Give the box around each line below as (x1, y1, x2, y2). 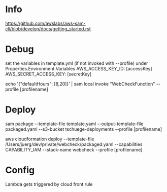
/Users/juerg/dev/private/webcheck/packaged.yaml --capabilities (5, 141, 143, 147)
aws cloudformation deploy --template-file (5, 136, 94, 142)
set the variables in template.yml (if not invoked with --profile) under (5, 60, 148, 66)
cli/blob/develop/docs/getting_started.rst (5, 25, 91, 31)
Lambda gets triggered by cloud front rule (5, 181, 93, 187)
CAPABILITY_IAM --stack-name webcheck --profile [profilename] (5, 146, 143, 152)
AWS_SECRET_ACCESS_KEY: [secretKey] (5, 71, 92, 77)
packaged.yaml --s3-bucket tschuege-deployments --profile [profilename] (5, 126, 162, 132)
